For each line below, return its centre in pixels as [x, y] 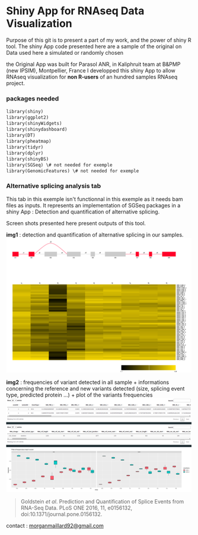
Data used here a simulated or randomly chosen [65, 52]
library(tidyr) [25, 147]
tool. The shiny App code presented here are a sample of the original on [94, 46]
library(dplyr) [25, 153]
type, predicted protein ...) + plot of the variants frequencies [79, 395]
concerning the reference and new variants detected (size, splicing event [95, 388]
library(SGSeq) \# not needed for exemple [59, 165]
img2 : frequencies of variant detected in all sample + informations [88, 382]
